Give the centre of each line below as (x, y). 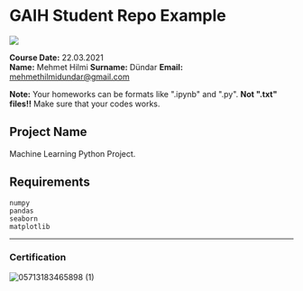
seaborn (24, 218)
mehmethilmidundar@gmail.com (69, 77)
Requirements (50, 182)
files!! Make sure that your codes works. (85, 104)
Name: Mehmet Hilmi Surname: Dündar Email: (96, 67)
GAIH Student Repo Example (118, 16)
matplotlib (30, 226)
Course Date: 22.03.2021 (56, 57)
